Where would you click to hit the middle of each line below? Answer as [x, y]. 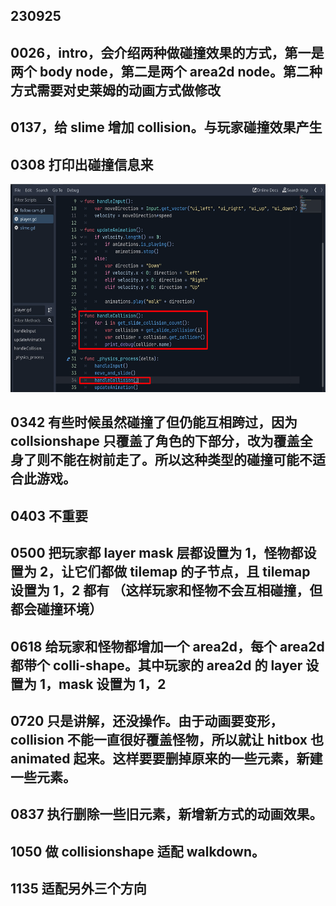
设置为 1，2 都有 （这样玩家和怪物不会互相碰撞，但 [166, 590]
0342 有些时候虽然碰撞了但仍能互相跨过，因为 [154, 422]
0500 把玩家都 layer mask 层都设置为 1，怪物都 [157, 553]
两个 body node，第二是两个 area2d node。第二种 [166, 71]
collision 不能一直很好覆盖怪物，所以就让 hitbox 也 [167, 739]
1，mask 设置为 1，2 [103, 684]
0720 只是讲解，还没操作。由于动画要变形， [147, 720]
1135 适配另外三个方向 [78, 889]
